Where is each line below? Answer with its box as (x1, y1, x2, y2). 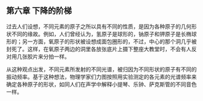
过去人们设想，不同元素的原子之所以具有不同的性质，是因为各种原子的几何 (6, 23, 192, 30)
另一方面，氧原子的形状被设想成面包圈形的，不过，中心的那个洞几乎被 (22, 38, 197, 45)
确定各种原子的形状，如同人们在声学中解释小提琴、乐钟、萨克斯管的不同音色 (6, 81, 197, 88)
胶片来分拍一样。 (27, 53, 70, 60)
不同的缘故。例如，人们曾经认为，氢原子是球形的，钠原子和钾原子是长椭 (11, 30, 192, 37)
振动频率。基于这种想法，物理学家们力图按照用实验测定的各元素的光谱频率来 (6, 73, 197, 80)
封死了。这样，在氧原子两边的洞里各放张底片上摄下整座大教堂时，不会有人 (6, 45, 192, 52)
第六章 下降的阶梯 (6, 5, 72, 16)
